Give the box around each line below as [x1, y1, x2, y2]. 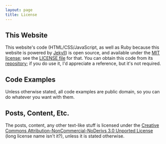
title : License [5, 12, 37, 17]
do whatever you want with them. [5, 94, 75, 100]
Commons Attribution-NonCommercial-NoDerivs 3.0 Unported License [5, 127, 153, 133]
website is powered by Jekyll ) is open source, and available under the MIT [5, 50, 160, 56]
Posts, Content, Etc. [5, 109, 69, 117]
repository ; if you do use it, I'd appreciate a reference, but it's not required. [5, 60, 161, 66]
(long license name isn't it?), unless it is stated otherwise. [5, 133, 125, 139]
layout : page [5, 7, 33, 13]
